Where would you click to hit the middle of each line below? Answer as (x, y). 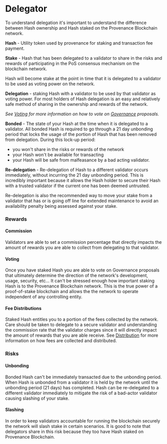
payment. (15, 48)
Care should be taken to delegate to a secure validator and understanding (81, 325)
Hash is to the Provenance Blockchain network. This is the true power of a (81, 286)
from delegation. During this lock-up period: (50, 139)
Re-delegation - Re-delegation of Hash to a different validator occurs (77, 170)
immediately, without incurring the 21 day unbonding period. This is (74, 175)
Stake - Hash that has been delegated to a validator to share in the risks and (84, 58)
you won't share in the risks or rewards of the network (68, 149)
